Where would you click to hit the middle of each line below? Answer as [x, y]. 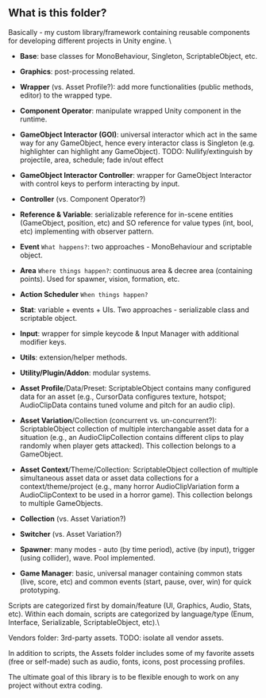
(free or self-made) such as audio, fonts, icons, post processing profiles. [127, 661]
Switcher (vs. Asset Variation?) [71, 534]
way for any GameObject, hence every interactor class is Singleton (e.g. [137, 143]
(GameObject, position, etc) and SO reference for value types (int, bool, [137, 222]
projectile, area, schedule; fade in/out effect [91, 160]
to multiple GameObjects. [61, 503]
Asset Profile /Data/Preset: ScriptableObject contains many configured [135, 388]
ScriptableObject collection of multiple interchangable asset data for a [134, 429]
